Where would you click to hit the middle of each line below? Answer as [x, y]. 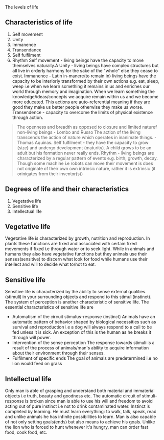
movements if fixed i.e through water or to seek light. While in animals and [80, 249]
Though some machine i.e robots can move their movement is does [85, 163]
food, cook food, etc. [26, 432]
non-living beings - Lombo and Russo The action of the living [79, 132]
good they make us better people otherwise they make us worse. [78, 107]
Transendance [27, 50]
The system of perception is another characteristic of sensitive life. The [77, 302]
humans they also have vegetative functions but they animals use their [76, 254]
